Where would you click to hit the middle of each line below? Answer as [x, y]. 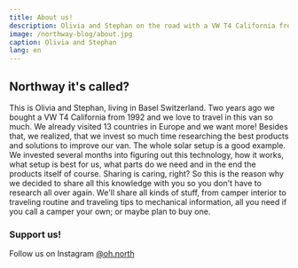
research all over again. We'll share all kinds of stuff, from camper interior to [148, 193]
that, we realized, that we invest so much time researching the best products [149, 136]
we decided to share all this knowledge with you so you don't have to [135, 183]
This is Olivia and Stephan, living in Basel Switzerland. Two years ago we [142, 107]
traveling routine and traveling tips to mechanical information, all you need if [148, 201]
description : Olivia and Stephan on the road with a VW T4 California [142, 26]
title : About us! [41, 17]
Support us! [35, 234]
